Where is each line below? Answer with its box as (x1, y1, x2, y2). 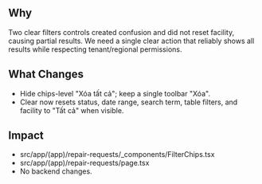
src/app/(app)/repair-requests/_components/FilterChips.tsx (19, 150, 215, 159)
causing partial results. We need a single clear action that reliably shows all (8, 36, 255, 45)
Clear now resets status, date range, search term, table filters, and (19, 97, 238, 107)
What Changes (8, 68, 84, 81)
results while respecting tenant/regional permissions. (8, 44, 182, 54)
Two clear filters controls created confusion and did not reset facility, (8, 27, 235, 37)
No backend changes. (19, 166, 93, 176)
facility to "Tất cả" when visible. (19, 105, 124, 115)
